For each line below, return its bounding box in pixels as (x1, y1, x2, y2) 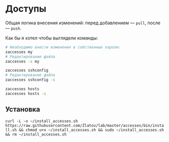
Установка (5, 105, 40, 114)
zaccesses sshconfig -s (5, 77, 56, 82)
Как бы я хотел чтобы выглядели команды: (5, 35, 98, 41)
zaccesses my (5, 49, 33, 55)
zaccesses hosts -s (5, 91, 47, 96)
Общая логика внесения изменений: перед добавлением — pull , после (5, 20, 161, 26)
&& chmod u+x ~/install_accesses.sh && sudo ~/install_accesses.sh (18, 127, 164, 132)
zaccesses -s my (5, 59, 39, 64)
